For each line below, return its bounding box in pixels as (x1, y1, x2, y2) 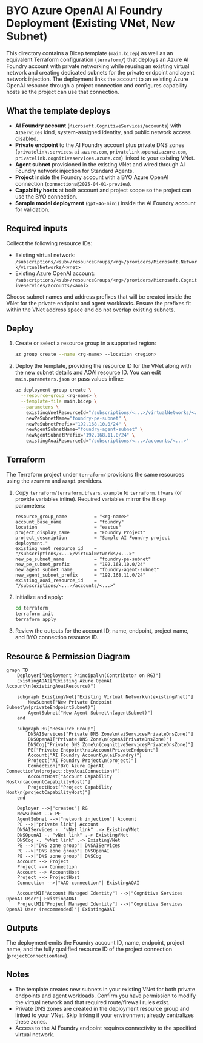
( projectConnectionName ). (6, 952, 69, 959)
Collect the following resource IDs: (6, 239, 93, 246)
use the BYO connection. (15, 192, 78, 200)
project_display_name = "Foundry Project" (15, 529, 146, 535)
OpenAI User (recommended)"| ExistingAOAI (6, 906, 115, 912)
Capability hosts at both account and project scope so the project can (15, 186, 192, 194)
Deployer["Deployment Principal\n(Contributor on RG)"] (17, 673, 162, 679)
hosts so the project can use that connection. (6, 88, 119, 95)
